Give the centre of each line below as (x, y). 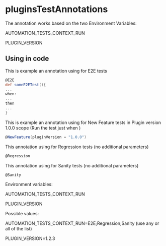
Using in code (27, 59)
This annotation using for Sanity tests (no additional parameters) (72, 165)
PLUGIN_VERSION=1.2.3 (30, 238)
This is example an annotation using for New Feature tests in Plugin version (83, 122)
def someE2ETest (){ (26, 85)
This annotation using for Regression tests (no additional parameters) (77, 147)
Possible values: (22, 214)
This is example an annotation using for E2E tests (56, 71)
